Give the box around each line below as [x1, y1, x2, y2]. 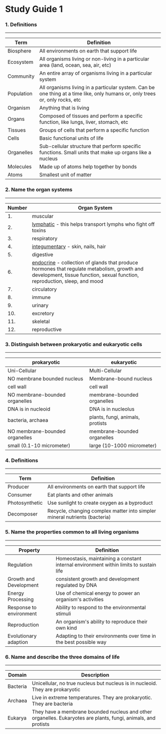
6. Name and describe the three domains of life [5, 653, 120, 660]
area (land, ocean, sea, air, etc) [39, 62, 112, 69]
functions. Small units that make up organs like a [39, 149, 152, 156]
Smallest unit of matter [39, 171, 92, 178]
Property [18, 546, 41, 553]
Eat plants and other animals [47, 491, 114, 498]
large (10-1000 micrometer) [89, 442, 157, 449]
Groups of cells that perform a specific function [39, 127, 150, 134]
